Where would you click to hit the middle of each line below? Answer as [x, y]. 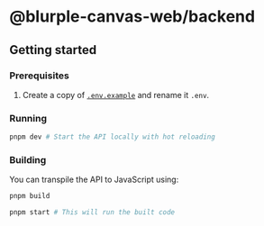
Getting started [53, 50]
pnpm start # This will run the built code [92, 212]
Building [28, 159]
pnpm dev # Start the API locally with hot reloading [113, 137]
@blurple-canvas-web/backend [132, 17]
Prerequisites [39, 76]
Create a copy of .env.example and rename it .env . [116, 95]
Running [28, 118]
